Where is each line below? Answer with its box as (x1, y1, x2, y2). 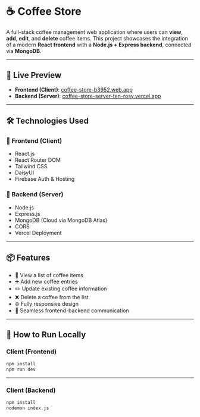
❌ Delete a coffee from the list (14, 293, 89, 300)
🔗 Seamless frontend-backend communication (14, 307, 129, 314)
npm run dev (6, 366, 36, 372)
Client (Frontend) (6, 347, 57, 356)
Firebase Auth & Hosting (14, 175, 75, 183)
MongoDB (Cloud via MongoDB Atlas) (14, 217, 108, 224)
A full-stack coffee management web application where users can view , (6, 28, 183, 36)
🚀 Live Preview (6, 70, 62, 80)
